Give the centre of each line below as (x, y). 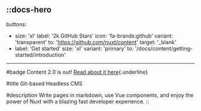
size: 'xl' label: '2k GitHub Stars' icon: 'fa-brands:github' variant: (94, 36)
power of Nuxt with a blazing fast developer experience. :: (78, 101)
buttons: (16, 24)
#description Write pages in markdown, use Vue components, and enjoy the (100, 95)
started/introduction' (40, 55)
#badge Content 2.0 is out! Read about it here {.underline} (77, 72)
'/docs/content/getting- (164, 48)
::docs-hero (29, 10)
